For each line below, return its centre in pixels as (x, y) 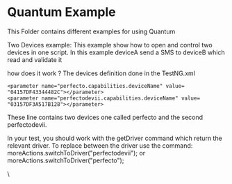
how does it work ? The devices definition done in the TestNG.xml (101, 73)
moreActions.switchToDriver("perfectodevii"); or (76, 153)
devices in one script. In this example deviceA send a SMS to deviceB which (116, 52)
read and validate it (35, 59)
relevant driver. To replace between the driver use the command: (100, 145)
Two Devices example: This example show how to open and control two (110, 45)
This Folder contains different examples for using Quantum (91, 31)
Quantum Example (61, 12)
